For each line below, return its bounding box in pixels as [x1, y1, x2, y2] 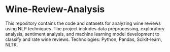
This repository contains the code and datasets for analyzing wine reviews [5, 20, 161, 26]
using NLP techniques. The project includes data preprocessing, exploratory [5, 25, 165, 31]
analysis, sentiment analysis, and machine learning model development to [5, 31, 160, 37]
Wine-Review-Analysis [5, 4, 105, 15]
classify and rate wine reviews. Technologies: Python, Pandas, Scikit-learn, [5, 36, 162, 42]
